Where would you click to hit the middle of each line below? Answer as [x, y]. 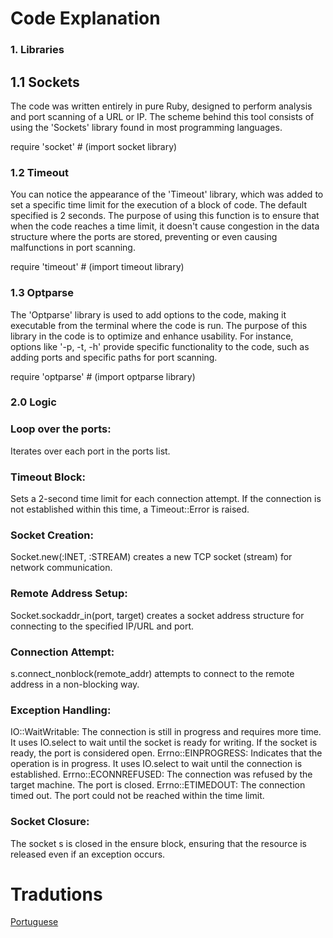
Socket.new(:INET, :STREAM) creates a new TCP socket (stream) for [151, 557]
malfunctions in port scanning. [73, 248]
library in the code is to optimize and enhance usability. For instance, [152, 336]
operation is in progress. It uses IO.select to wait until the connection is [156, 764]
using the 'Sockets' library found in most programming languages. [146, 127]
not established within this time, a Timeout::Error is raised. [130, 509]
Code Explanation [85, 18]
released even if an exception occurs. [88, 854]
